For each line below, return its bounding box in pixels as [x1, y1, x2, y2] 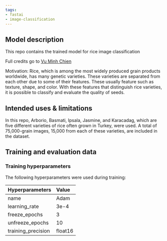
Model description [5, 35, 64, 44]
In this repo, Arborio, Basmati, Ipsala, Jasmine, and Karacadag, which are [5, 117, 157, 123]
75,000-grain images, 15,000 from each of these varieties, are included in [5, 128, 157, 134]
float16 [56, 227, 74, 234]
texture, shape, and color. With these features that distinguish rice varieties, [5, 84, 162, 90]
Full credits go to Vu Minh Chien [5, 58, 72, 64]
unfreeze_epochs [8, 219, 49, 226]
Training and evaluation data [5, 148, 97, 156]
